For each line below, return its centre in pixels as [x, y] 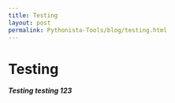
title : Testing [33, 15]
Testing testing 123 [40, 90]
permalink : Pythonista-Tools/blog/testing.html [88, 30]
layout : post [30, 23]
